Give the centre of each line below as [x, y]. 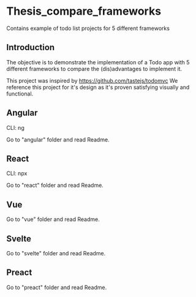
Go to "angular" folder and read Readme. [58, 140]
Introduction [31, 47]
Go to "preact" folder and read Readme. [57, 287]
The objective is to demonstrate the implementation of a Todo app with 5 [98, 62]
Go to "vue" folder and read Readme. [53, 219]
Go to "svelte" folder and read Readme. [56, 253]
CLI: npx [17, 173]
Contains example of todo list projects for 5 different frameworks [88, 28]
